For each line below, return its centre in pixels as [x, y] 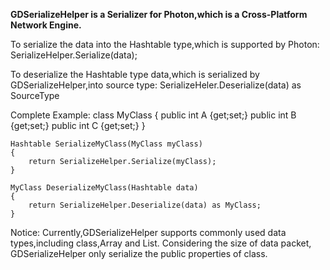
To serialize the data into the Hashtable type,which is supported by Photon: [165, 44]
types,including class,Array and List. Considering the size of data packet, [161, 243]
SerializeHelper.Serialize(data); [74, 55]
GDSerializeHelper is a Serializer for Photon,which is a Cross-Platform [159, 14]
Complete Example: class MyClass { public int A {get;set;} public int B [153, 115]
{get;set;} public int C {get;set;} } [78, 125]
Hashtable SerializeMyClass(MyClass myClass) [106, 144]
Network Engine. [46, 25]
